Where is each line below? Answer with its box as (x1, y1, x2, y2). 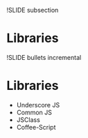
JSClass (16, 115, 41, 124)
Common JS (16, 108, 53, 116)
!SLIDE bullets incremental (6, 53, 82, 61)
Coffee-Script (16, 123, 56, 131)
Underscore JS (16, 100, 60, 109)
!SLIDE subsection (6, 6, 59, 14)
